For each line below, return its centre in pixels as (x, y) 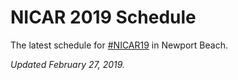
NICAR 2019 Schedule (103, 17)
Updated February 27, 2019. (68, 64)
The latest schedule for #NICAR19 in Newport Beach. (119, 45)
